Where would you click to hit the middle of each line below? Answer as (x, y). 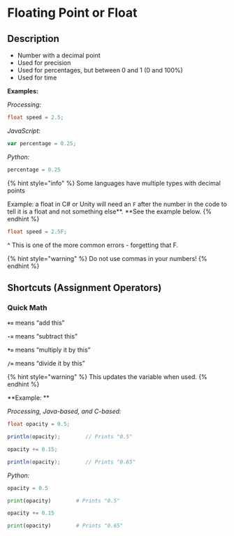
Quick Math (27, 307)
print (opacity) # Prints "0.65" (65, 526)
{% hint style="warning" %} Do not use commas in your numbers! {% (107, 258)
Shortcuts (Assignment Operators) (85, 288)
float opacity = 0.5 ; (39, 424)
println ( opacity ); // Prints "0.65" (72, 462)
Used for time (37, 77)
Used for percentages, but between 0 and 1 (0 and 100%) (100, 70)
